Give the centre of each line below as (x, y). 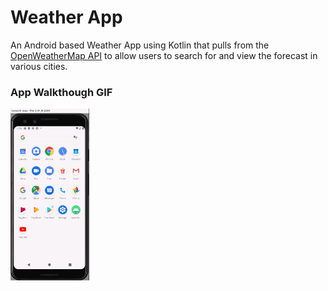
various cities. (39, 66)
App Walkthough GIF (61, 92)
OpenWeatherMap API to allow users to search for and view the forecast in (164, 55)
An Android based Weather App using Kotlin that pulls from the (140, 45)
